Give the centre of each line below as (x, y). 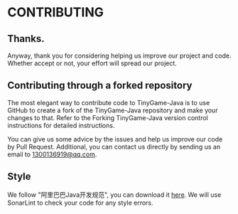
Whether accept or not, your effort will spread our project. (92, 63)
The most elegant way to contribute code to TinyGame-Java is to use (109, 102)
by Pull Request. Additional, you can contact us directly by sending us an (114, 146)
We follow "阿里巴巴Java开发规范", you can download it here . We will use (114, 194)
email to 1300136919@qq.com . (52, 154)
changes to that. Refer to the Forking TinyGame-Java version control (108, 117)
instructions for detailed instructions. (61, 125)
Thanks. (26, 39)
